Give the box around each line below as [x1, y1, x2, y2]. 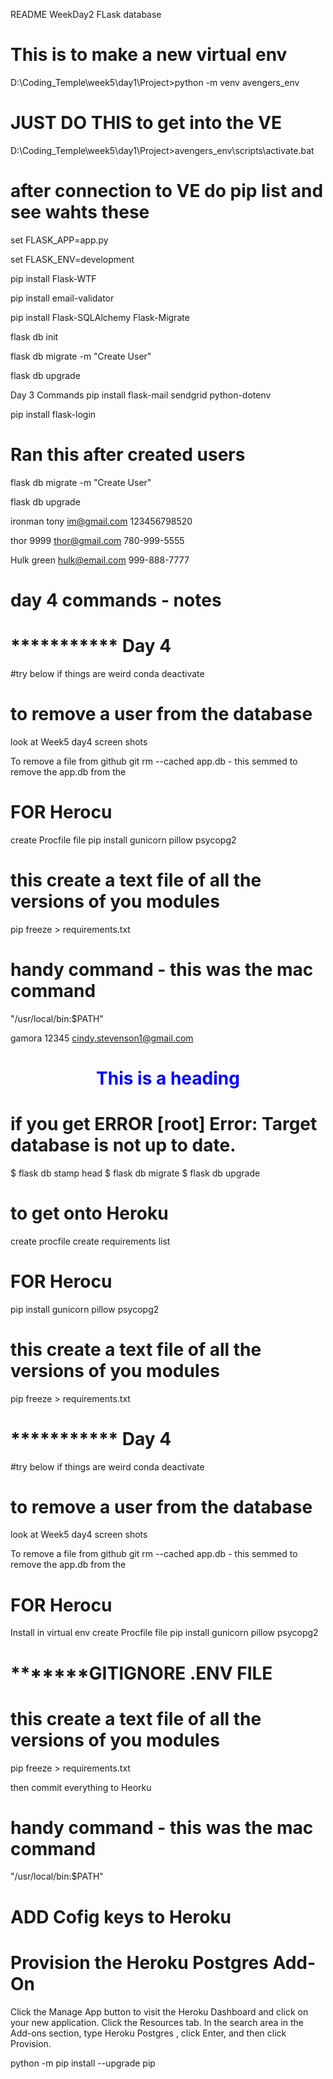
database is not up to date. [10, 1134, 237, 1156]
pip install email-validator [10, 292, 115, 304]
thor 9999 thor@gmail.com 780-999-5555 [10, 534, 185, 546]
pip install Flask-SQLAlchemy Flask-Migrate [10, 311, 190, 323]
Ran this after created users [10, 444, 246, 466]
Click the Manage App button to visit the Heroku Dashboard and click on [10, 2005, 309, 2018]
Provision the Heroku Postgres [10, 1951, 269, 1974]
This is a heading [96, 1067, 240, 1089]
